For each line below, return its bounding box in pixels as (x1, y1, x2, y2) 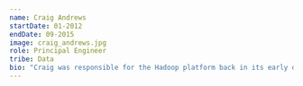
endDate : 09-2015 (9, 30, 75, 39)
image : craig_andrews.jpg (9, 38, 106, 47)
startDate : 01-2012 (9, 21, 83, 30)
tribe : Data (9, 55, 54, 64)
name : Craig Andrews (9, 13, 87, 22)
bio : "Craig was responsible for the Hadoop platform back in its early (9, 64, 289, 73)
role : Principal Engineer (9, 47, 106, 56)
